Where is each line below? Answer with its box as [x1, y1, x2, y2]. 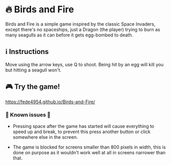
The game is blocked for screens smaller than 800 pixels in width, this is [12, 144, 166, 150]
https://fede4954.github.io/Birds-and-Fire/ [5, 99, 96, 105]
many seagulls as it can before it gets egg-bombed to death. [5, 32, 134, 38]
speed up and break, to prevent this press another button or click [12, 129, 150, 135]
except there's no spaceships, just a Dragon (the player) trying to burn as [5, 26, 160, 32]
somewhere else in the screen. [12, 134, 78, 140]
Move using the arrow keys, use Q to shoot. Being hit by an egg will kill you [5, 61, 164, 67]
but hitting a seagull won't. [5, 67, 62, 73]
